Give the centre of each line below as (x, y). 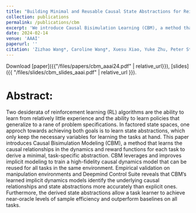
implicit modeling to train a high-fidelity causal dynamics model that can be (96, 162)
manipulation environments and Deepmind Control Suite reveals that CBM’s (96, 174)
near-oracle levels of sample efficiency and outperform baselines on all (92, 198)
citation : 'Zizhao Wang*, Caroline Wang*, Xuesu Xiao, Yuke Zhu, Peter (95, 50)
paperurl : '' (22, 44)
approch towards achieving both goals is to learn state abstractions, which (96, 130)
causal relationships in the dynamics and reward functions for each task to (96, 149)
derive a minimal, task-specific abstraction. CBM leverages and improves (94, 155)
